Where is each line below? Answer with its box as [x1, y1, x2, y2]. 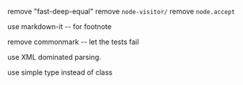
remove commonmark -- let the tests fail [7, 37, 139, 46]
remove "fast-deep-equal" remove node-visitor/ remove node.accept [7, 7, 235, 16]
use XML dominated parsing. [7, 53, 102, 61]
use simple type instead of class [7, 68, 112, 77]
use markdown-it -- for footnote [7, 22, 112, 31]
